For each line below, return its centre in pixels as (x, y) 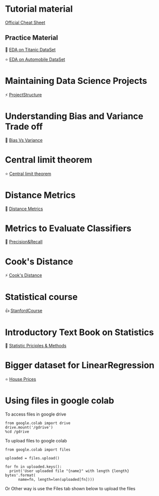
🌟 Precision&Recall (24, 242)
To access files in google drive (36, 414)
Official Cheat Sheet (25, 22)
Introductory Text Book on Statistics (79, 332)
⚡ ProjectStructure (24, 95)
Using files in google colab (60, 401)
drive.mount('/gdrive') (29, 428)
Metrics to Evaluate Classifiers (68, 228)
